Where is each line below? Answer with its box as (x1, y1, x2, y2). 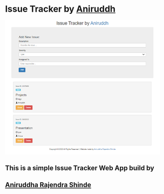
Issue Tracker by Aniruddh (5, 3, 116, 15)
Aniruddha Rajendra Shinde (5, 180, 91, 189)
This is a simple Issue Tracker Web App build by (5, 164, 155, 172)
